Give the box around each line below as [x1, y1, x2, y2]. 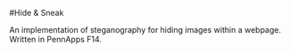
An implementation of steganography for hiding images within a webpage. [9, 25, 282, 34]
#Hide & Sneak [9, 8, 64, 18]
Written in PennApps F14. [9, 34, 103, 44]
